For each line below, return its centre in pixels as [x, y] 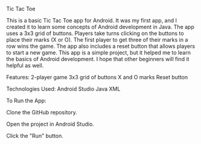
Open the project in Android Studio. [50, 124]
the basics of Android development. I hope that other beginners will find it [98, 59]
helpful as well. [25, 65]
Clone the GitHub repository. [42, 112]
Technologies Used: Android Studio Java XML [63, 89]
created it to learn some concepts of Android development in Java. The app [100, 27]
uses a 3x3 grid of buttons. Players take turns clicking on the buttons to [95, 33]
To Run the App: [26, 100]
